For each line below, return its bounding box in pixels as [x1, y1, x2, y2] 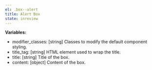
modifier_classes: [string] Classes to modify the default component [12, 39, 148, 45]
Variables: [5, 30, 26, 35]
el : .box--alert [5, 7, 38, 12]
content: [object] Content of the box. [12, 59, 86, 66]
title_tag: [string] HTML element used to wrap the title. [12, 49, 121, 55]
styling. [12, 44, 27, 50]
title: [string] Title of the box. [12, 54, 70, 60]
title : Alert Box [5, 12, 40, 17]
